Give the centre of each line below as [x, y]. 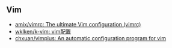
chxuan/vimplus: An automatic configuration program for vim [91, 38]
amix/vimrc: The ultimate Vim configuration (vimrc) [78, 24]
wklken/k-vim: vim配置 [43, 31]
